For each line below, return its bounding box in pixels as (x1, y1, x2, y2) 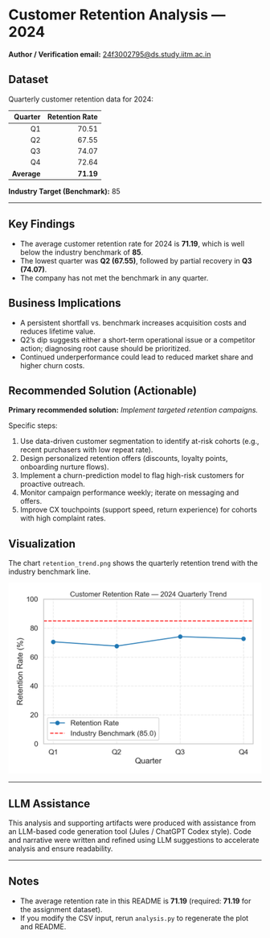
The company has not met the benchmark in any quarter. (19, 272, 209, 283)
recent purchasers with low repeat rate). (19, 445, 153, 454)
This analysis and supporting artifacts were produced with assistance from (8, 818, 256, 828)
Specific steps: (8, 421, 58, 430)
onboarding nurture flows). (19, 462, 109, 472)
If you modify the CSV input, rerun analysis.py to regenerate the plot (19, 913, 249, 923)
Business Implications (8, 297, 122, 310)
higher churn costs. (19, 360, 85, 370)
